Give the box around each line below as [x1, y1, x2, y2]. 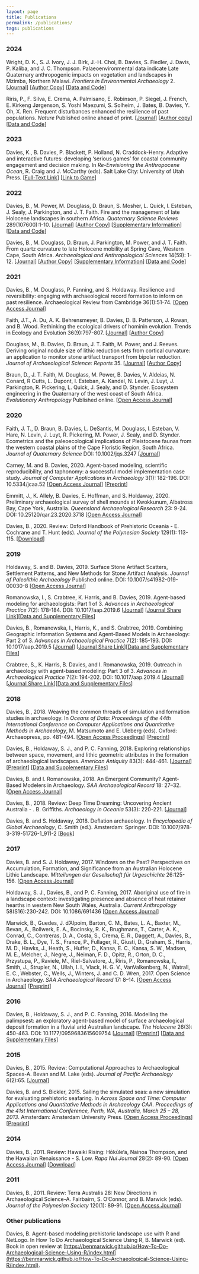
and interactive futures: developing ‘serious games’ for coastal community [6, 155, 188, 162]
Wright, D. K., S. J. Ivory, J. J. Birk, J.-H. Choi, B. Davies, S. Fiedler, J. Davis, [6, 58, 191, 65]
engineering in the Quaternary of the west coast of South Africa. [6, 390, 163, 397]
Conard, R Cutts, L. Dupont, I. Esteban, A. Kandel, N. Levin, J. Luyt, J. [6, 378, 175, 385]
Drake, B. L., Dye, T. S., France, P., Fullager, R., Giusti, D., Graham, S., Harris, [6, 938, 192, 945]
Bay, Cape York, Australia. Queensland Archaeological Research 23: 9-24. [6, 504, 188, 511]
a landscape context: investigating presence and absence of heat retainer [6, 895, 187, 902]
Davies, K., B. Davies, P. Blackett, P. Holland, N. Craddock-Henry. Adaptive [6, 148, 188, 156]
